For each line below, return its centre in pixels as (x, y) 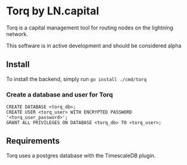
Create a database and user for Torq (60, 94)
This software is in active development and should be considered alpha (94, 46)
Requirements (33, 141)
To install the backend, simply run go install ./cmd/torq (76, 79)
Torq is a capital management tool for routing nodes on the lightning (90, 28)
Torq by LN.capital (53, 11)
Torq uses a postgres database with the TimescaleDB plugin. (81, 155)
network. (17, 34)
